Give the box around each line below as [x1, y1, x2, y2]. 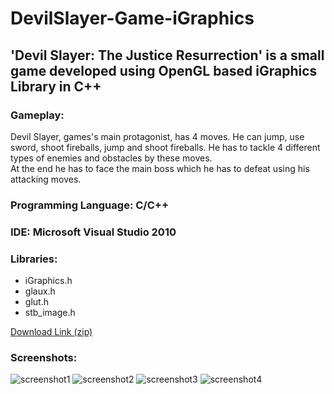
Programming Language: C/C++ [10, 198, 169, 212]
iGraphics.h [24, 275, 73, 287]
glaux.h [24, 285, 56, 297]
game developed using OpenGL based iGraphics [10, 62, 318, 79]
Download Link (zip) [10, 326, 93, 338]
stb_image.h [24, 307, 76, 319]
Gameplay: [10, 108, 65, 122]
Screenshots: [10, 350, 78, 364]
